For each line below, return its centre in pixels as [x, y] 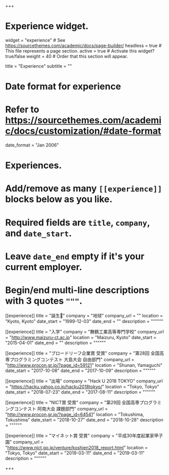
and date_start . [39, 233]
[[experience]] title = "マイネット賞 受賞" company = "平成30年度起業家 [80, 436]
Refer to [22, 110]
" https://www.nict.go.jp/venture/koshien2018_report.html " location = [76, 447]
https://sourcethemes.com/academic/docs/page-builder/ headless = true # [83, 45]
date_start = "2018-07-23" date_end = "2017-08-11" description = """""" [80, 392]
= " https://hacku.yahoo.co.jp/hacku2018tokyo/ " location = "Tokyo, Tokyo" [82, 387]
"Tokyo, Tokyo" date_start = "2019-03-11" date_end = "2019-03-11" [75, 453]
